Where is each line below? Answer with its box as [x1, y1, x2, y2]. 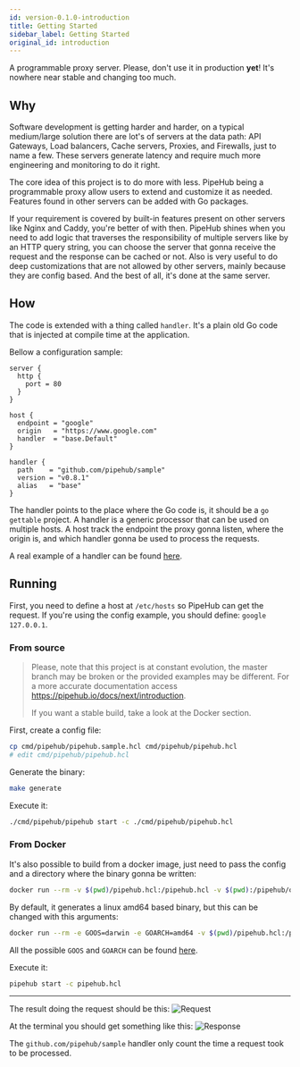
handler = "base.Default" [17, 434, 118, 443]
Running [9, 576, 58, 592]
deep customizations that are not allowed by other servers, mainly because [9, 261, 286, 272]
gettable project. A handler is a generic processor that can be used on [9, 514, 270, 525]
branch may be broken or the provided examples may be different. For [30, 671, 290, 682]
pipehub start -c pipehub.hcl [9, 979, 122, 988]
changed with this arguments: [9, 911, 119, 921]
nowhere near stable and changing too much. [9, 72, 177, 83]
